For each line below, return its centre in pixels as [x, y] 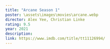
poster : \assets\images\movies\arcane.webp [52, 15]
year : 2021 [17, 29]
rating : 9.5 [18, 24]
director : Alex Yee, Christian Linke [45, 19]
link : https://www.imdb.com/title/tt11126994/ [55, 39]
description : [19, 34]
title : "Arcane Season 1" [32, 10]
